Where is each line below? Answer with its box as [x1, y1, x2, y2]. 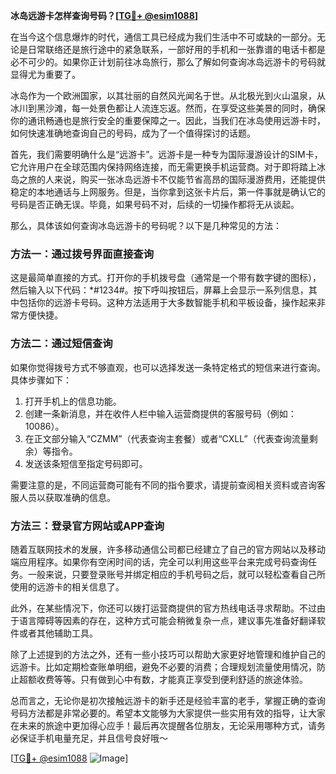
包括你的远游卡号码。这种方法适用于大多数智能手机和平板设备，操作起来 [18, 297, 317, 309]
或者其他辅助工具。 [18, 627, 98, 639]
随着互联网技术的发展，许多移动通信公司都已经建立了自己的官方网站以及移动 [10, 543, 326, 555]
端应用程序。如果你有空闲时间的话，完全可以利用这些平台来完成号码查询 [10, 555, 308, 568]
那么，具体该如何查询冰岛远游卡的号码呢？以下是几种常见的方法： [10, 220, 282, 231]
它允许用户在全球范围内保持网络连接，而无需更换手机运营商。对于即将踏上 [10, 161, 317, 173]
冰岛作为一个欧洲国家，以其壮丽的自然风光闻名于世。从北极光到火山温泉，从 [10, 90, 326, 101]
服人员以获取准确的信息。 [10, 491, 116, 503]
